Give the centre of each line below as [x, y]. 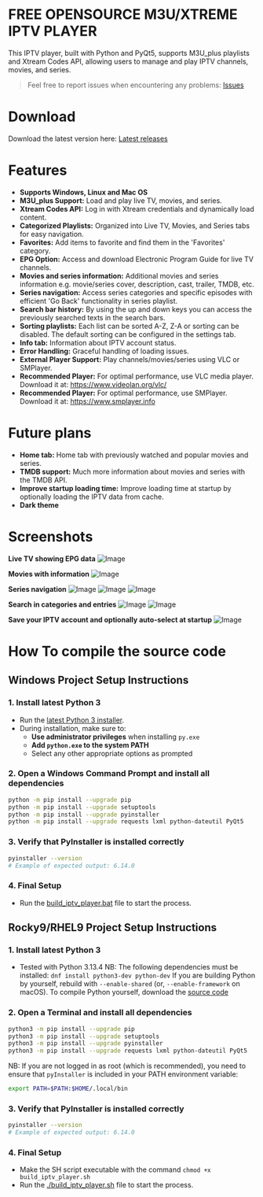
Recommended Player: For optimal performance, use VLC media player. [136, 376]
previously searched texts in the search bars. [93, 317]
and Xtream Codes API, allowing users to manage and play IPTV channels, [128, 61]
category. [35, 250]
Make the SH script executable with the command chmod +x [115, 1169]
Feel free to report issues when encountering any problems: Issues [136, 85]
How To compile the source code [117, 651]
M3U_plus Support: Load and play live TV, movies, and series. [121, 200]
